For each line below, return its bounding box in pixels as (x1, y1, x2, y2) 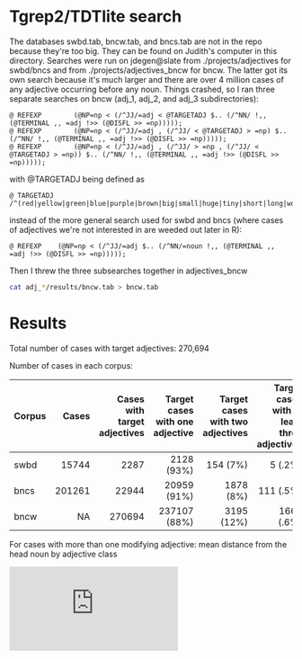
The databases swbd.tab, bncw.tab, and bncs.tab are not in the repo (9, 36, 262, 47)
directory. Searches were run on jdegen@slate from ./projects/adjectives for (9, 55, 292, 66)
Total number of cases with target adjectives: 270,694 (9, 343, 209, 353)
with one (155, 415, 194, 428)
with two (209, 415, 249, 428)
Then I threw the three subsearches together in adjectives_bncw (9, 265, 248, 276)
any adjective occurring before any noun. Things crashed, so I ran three (9, 84, 276, 94)
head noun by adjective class (9, 548, 118, 559)
